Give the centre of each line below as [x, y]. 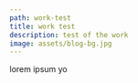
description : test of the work [69, 35]
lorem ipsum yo [39, 69]
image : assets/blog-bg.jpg [61, 43]
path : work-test [40, 18]
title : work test [42, 26]
